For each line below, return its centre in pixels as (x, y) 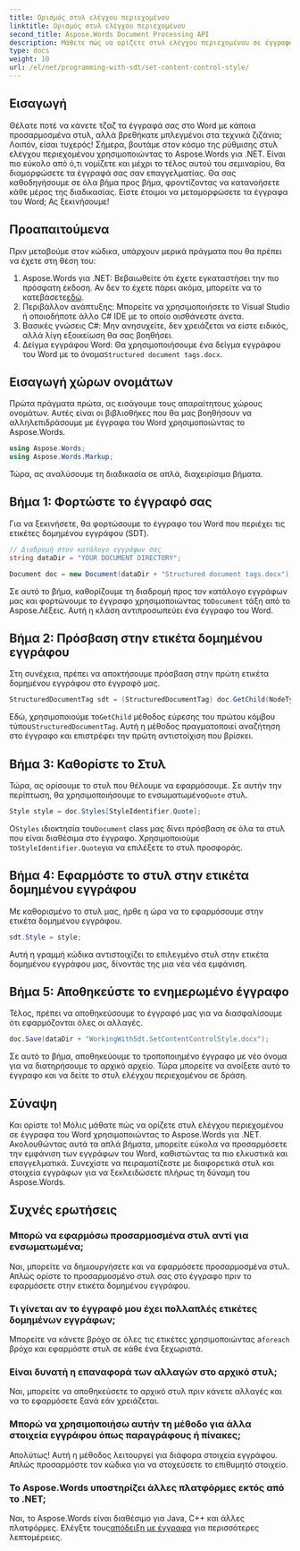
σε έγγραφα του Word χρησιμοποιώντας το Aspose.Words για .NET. (135, 1135)
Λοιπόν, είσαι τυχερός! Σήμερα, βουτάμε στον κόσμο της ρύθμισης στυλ (144, 144)
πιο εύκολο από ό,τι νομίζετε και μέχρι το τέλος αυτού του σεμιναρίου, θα (147, 163)
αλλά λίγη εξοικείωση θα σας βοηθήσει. (98, 335)
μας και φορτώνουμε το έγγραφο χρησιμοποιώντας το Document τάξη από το (150, 601)
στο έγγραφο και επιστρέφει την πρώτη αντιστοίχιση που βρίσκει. (131, 736)
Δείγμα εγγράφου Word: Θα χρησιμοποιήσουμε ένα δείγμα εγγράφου (151, 345)
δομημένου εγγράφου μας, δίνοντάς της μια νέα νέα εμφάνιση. (128, 964)
